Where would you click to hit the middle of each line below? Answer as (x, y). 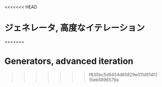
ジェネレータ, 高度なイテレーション (75, 28)
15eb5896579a (104, 80)
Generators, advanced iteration (69, 61)
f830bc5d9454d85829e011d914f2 (123, 74)
